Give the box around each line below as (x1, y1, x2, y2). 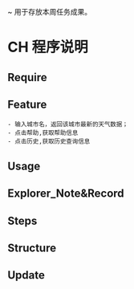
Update (7, 268, 46, 283)
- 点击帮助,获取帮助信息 (7, 129, 79, 137)
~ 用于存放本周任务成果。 (7, 7, 92, 16)
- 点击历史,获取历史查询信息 (7, 137, 91, 146)
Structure (7, 241, 57, 254)
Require (7, 71, 47, 84)
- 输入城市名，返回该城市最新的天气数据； (7, 120, 129, 128)
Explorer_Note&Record (7, 187, 125, 201)
